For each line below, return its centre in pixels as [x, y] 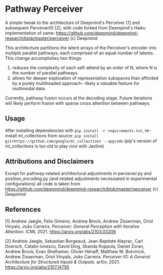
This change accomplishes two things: [44, 58]
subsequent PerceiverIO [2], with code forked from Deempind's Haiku [75, 27]
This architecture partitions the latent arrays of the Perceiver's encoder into [81, 48]
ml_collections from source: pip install [58, 135]
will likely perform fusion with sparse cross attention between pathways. [78, 103]
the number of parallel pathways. [45, 73]
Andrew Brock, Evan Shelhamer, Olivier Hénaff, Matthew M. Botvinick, [75, 251]
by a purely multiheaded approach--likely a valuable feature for [76, 83]
